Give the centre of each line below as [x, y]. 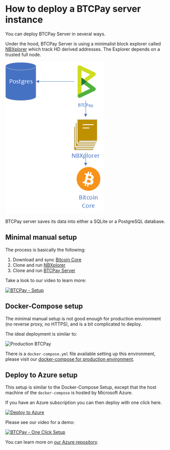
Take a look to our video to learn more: [46, 280]
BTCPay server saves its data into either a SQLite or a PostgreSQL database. [85, 221]
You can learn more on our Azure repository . [52, 442]
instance [24, 20]
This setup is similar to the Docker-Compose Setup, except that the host [81, 387]
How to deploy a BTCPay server [73, 9]
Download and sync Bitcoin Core [47, 259]
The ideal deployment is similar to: [41, 334]
